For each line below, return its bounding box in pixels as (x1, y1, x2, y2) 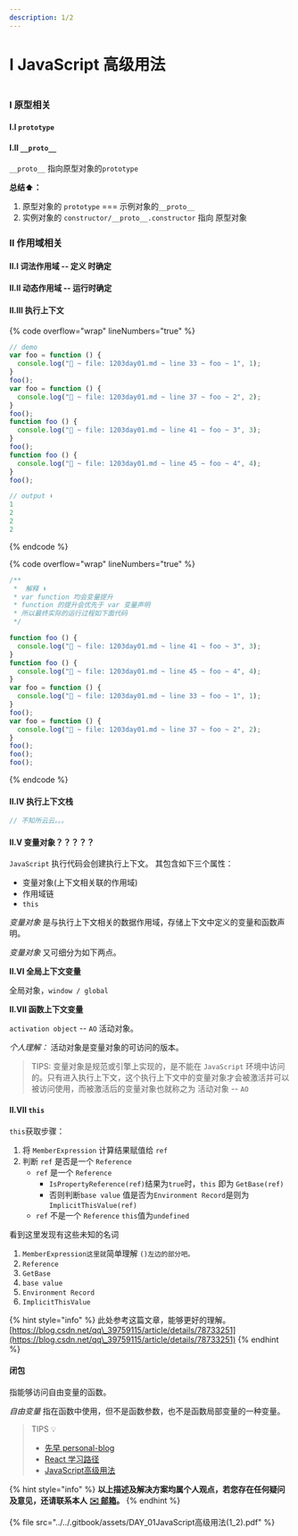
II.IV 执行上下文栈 (9, 796, 74, 806)
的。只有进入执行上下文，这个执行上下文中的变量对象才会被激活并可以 (30, 1072, 290, 1083)
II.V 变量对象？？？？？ (9, 837, 95, 848)
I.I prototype (9, 122, 55, 132)
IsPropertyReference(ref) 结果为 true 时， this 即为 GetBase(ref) (48, 1177, 285, 1189)
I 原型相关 (9, 99, 51, 112)
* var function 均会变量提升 (12, 592, 113, 602)
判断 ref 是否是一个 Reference (21, 1155, 132, 1167)
